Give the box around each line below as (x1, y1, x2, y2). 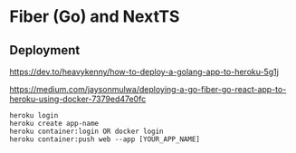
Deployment (9, 43, 81, 58)
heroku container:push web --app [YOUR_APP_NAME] (9, 135, 201, 144)
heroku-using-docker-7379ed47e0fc (9, 93, 147, 104)
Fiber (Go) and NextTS (9, 6, 180, 27)
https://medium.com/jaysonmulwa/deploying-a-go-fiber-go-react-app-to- (9, 84, 287, 94)
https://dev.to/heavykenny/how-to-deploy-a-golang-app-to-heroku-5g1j (9, 66, 279, 77)
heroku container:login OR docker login (9, 127, 165, 136)
